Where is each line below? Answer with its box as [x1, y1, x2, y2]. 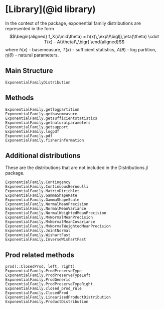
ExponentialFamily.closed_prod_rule [5, 286, 82, 291]
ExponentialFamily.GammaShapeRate [5, 193, 78, 198]
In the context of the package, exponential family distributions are [5, 20, 141, 26]
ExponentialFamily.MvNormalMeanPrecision [5, 215, 93, 220]
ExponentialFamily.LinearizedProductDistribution [5, 295, 111, 300]
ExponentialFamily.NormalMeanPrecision [5, 202, 89, 207]
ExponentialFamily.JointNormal [5, 228, 71, 234]
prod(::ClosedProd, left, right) [5, 264, 75, 269]
